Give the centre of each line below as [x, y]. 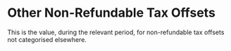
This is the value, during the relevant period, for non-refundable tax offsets [116, 32]
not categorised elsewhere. [47, 39]
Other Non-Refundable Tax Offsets [112, 13]
